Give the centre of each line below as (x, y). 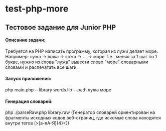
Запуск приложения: (28, 79)
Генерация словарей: (29, 101)
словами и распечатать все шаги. (42, 67)
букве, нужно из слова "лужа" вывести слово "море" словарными (77, 62)
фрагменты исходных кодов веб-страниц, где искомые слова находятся (83, 118)
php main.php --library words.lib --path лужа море (58, 90)
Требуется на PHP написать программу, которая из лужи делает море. (82, 51)
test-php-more (37, 9)
